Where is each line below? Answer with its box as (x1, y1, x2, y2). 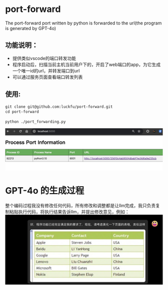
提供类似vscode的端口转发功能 (12, 55, 76, 61)
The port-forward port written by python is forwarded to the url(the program (5, 20, 162, 26)
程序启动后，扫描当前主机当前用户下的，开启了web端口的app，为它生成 (12, 61, 161, 67)
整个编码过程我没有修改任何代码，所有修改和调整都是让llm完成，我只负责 (5, 202, 156, 208)
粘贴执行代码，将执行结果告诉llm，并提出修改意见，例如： (9, 209, 130, 215)
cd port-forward (5, 109, 39, 114)
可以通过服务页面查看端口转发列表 (12, 74, 83, 80)
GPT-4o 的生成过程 (5, 185, 84, 197)
